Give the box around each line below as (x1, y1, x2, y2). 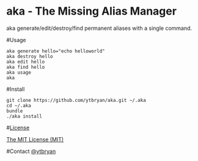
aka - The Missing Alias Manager (6, 4, 177, 18)
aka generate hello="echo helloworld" (6, 48, 105, 54)
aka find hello (6, 64, 45, 70)
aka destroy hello (6, 53, 53, 59)
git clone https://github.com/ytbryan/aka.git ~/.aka (6, 97, 147, 103)
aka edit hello (6, 59, 45, 65)
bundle (6, 108, 23, 114)
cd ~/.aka (6, 102, 32, 109)
